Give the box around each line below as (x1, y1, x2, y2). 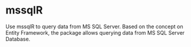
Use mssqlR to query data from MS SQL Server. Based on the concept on (5, 23, 183, 30)
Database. (5, 35, 31, 42)
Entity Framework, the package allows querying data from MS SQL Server (5, 29, 185, 36)
